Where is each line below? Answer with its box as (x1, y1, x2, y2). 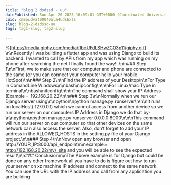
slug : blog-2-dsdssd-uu (5, 21, 56, 27)
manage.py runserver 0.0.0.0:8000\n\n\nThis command (48, 115, 164, 121)
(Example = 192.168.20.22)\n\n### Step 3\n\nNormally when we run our (5, 93, 156, 99)
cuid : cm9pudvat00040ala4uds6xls (5, 17, 76, 22)
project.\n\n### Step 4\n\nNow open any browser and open (5, 136, 131, 142)
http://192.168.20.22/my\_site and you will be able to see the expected (5, 147, 152, 153)
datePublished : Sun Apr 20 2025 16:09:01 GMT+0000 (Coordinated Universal (5, 12, 167, 17)
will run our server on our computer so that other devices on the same (5, 120, 153, 126)
